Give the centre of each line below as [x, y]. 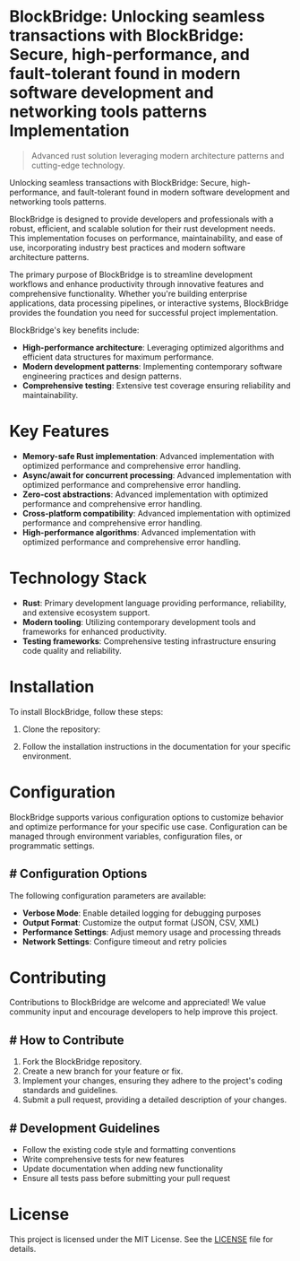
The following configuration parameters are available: [108, 895]
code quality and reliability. [72, 650]
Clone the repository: [61, 729]
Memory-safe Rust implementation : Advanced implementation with [148, 456]
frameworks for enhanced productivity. [94, 631]
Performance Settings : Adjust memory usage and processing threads [152, 932]
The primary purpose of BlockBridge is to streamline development [131, 274]
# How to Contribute [67, 1040]
